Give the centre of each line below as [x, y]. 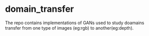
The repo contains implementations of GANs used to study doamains [75, 23]
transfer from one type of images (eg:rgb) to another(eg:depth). [69, 28]
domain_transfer [40, 9]
